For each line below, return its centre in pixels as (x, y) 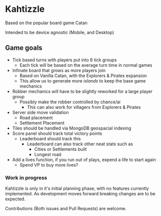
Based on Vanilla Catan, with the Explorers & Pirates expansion (83, 76)
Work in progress (26, 177)
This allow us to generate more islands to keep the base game (83, 81)
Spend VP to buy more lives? (49, 165)
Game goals (24, 48)
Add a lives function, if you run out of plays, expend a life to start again (84, 160)
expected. (15, 199)
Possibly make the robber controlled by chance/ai (70, 102)
